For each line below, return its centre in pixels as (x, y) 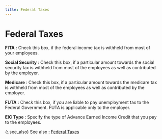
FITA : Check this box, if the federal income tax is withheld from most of (78, 48)
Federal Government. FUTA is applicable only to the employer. (68, 107)
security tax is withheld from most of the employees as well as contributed (81, 67)
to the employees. (23, 122)
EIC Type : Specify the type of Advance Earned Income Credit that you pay (81, 117)
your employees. (22, 53)
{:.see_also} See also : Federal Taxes (42, 132)
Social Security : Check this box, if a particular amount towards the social (80, 62)
